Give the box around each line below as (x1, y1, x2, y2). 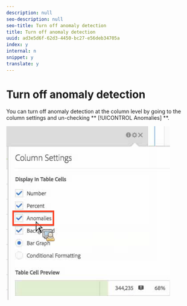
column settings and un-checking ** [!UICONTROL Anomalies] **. (6, 114, 170, 121)
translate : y (6, 60, 39, 67)
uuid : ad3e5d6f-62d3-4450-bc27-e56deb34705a (6, 35, 120, 42)
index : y (6, 42, 28, 48)
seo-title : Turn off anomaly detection (6, 22, 107, 28)
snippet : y (6, 54, 34, 60)
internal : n (6, 48, 36, 54)
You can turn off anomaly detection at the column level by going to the (6, 108, 182, 115)
